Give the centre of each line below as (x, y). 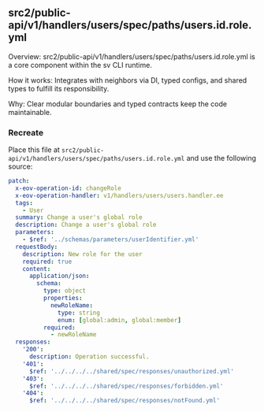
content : (37, 269)
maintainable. (30, 112)
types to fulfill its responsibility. (59, 88)
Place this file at (34, 150)
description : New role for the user (83, 254)
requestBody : (37, 247)
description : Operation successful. (89, 357)
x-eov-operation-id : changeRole (69, 188)
